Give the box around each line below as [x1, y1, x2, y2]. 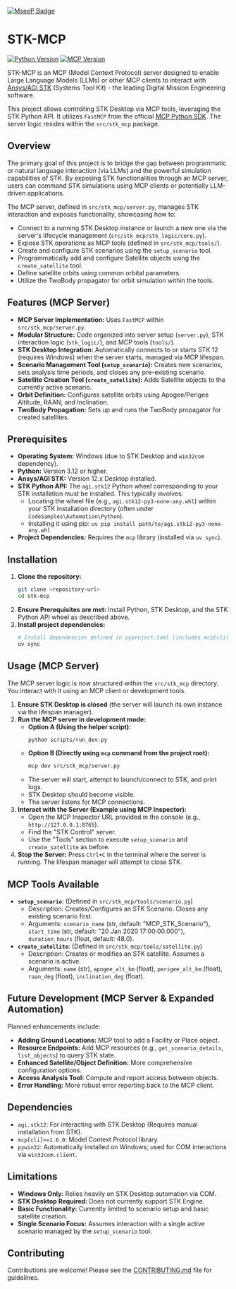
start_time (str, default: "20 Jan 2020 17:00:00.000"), [27, 927, 185, 935]
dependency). [17, 460, 58, 468]
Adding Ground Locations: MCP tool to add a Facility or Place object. [17, 1036, 220, 1044]
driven [7, 188, 26, 197]
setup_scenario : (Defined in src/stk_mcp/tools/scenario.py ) [17, 897, 194, 906]
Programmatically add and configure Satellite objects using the [17, 253, 201, 262]
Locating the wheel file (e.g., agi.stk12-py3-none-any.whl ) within [27, 497, 216, 505]
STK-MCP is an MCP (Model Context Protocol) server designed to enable [7, 68, 220, 77]
